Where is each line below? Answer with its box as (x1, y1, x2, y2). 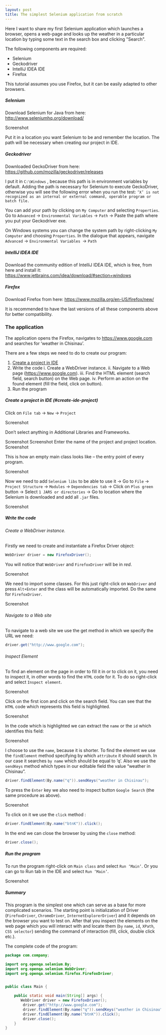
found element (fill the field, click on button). (12, 380, 103, 386)
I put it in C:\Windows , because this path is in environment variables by (5, 178, 148, 184)
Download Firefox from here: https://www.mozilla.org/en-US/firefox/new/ (5, 296, 154, 302)
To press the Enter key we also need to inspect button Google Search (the (5, 787, 155, 793)
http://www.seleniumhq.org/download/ (5, 115, 84, 121)
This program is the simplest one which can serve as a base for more (5, 902, 146, 908)
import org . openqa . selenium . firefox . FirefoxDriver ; (5, 971, 114, 976)
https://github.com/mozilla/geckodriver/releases (5, 169, 104, 175)
